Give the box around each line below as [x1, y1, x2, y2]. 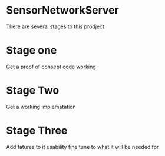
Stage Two [6, 84, 60, 97]
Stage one [6, 44, 57, 57]
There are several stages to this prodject [6, 23, 105, 30]
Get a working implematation [6, 103, 76, 110]
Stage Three [6, 124, 68, 137]
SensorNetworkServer [6, 4, 119, 17]
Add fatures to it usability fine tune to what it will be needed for [6, 143, 159, 150]
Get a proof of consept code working [6, 63, 96, 70]
